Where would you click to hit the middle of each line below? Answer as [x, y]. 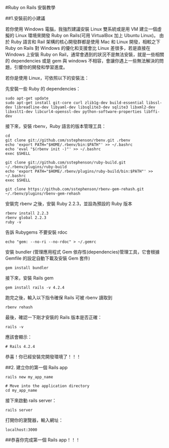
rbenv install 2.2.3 [27, 213]
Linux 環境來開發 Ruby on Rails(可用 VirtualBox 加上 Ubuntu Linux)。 [87, 35]
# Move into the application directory [47, 386]
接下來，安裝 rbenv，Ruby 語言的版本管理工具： [56, 126]
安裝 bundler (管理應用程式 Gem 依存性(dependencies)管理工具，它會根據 [82, 252]
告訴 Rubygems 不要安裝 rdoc [36, 232]
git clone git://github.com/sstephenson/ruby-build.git [65, 163]
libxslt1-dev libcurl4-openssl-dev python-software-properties [74, 112]
